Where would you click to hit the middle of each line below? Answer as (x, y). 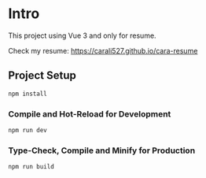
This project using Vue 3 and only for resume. (82, 35)
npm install (28, 94)
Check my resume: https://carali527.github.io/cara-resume (103, 50)
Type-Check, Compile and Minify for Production (102, 150)
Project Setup (42, 76)
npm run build (31, 167)
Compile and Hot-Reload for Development (90, 113)
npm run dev (28, 130)
